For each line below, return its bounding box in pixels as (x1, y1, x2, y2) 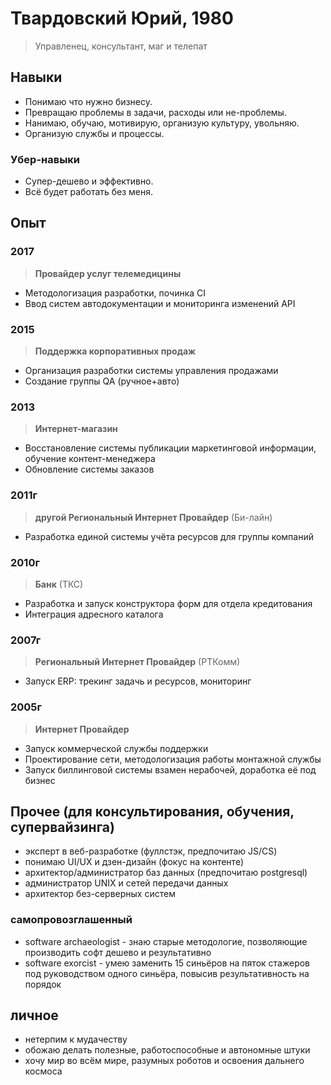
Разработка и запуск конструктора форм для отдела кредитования (24, 597, 313, 609)
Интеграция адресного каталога (24, 608, 164, 620)
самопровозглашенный (10, 913, 133, 927)
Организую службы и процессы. (24, 127, 165, 139)
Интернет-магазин (34, 423, 118, 435)
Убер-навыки (10, 152, 81, 166)
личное (10, 1007, 59, 1024)
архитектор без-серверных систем (24, 888, 176, 900)
